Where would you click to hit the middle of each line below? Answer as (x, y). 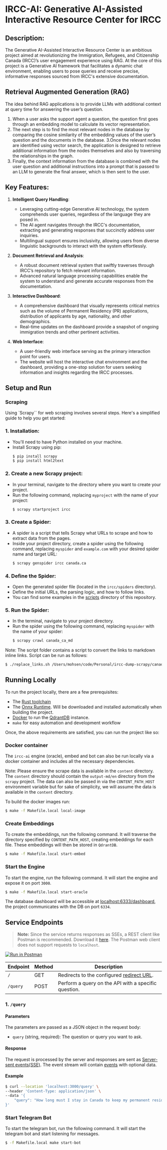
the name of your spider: (38, 632)
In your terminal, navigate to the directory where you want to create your (87, 484)
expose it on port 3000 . (28, 883)
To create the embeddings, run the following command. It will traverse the (81, 834)
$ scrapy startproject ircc (41, 509)
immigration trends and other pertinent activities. (70, 332)
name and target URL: (35, 554)
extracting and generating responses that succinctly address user (87, 230)
